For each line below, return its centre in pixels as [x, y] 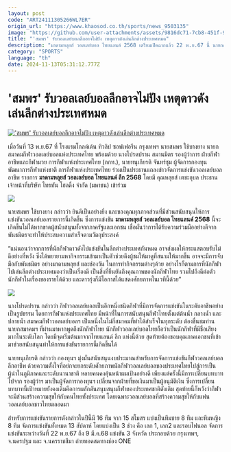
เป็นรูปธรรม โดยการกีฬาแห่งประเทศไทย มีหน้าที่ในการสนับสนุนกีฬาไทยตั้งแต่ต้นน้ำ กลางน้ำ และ [115, 313]
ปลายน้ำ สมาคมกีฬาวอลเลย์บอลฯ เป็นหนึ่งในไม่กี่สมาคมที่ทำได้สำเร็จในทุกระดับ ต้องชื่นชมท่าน [111, 321]
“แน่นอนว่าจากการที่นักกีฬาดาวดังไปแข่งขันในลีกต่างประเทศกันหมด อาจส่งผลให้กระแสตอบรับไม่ [114, 248]
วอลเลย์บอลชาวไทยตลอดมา [38, 404]
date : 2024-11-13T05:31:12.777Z [54, 64]
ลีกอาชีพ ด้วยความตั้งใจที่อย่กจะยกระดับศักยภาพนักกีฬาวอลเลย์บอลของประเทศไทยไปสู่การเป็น [112, 365]
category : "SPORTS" [36, 52]
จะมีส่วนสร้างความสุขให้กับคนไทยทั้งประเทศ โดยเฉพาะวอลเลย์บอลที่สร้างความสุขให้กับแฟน [109, 396]
